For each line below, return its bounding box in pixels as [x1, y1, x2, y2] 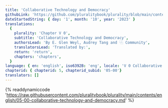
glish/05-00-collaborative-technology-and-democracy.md [5, 97, 126, 103]
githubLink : [5, 12, 30, 17]
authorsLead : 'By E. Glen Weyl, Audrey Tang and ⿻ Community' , [14, 40, 150, 45]
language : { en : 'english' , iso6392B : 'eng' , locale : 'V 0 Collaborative [5, 63, 162, 68]
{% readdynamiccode [5, 86, 50, 92]
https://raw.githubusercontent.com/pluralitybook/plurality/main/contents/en [6, 91, 162, 98]
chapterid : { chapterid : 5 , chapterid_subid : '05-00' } [5, 68, 122, 73]
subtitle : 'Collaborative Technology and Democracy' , [14, 36, 128, 41]
